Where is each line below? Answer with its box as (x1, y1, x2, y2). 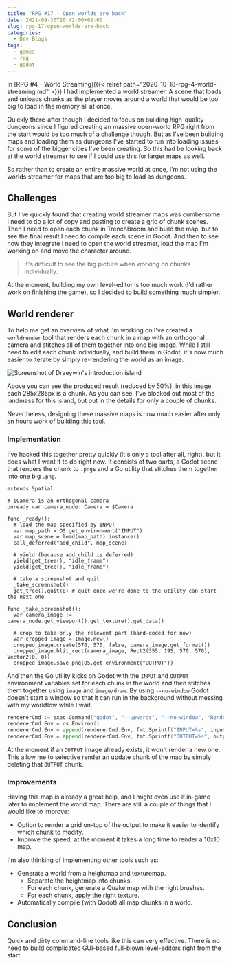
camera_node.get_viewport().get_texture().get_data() (7, 617, 165, 624)
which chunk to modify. (16, 828, 84, 837)
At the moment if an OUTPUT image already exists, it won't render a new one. (7, 746, 221, 754)
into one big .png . (7, 472, 57, 480)
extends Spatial (7, 485, 54, 492)
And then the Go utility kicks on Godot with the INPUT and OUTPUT (7, 671, 189, 680)
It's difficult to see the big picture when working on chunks (23, 260, 191, 269)
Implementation (7, 434, 62, 444)
